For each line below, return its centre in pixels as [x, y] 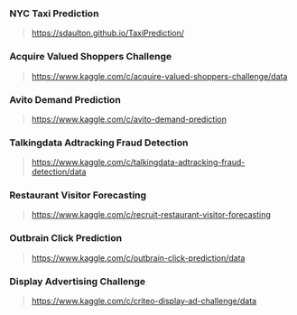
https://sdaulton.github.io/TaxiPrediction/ [108, 33]
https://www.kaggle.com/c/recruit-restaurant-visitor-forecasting [151, 215]
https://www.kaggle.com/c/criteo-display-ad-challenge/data [144, 301]
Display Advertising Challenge [78, 281]
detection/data [59, 172]
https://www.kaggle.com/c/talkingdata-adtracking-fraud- [138, 162]
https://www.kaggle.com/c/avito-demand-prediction [129, 119]
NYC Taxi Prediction [54, 14]
